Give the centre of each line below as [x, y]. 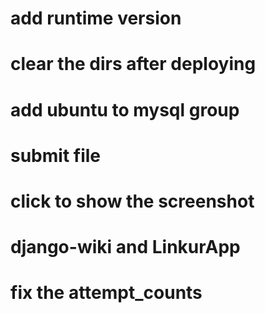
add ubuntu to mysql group [125, 109]
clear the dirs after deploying [133, 64]
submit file [56, 155]
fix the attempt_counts [106, 293]
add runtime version [96, 18]
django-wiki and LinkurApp [125, 247]
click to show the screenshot [132, 201]
